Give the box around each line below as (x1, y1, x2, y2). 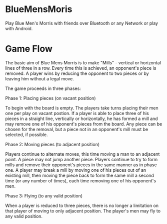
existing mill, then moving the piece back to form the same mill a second (5, 172, 154, 178)
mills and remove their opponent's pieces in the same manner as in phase (5, 162, 157, 168)
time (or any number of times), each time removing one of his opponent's (5, 177, 156, 184)
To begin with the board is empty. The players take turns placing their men (5, 104, 158, 111)
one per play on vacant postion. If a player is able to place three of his (5, 110, 149, 116)
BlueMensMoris (5, 4, 72, 15)
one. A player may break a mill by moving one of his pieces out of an (5, 167, 146, 173)
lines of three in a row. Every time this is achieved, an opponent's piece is (5, 65, 156, 71)
